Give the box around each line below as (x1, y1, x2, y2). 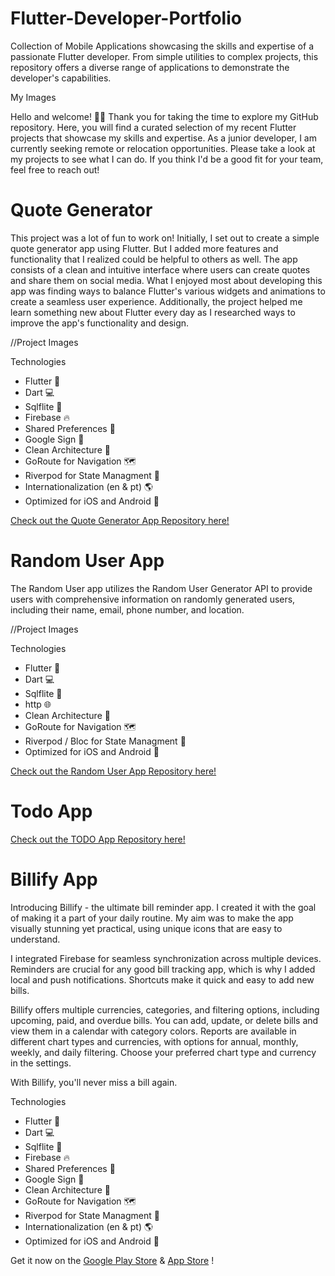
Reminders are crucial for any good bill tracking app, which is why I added (10, 963, 316, 975)
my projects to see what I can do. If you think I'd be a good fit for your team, (10, 153, 324, 165)
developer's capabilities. (10, 72, 112, 84)
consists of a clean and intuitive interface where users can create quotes (10, 263, 311, 276)
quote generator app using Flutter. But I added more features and (10, 242, 279, 254)
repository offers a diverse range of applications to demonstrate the (10, 61, 290, 73)
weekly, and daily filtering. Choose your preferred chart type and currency (10, 1046, 317, 1058)
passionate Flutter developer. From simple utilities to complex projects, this (10, 50, 319, 62)
